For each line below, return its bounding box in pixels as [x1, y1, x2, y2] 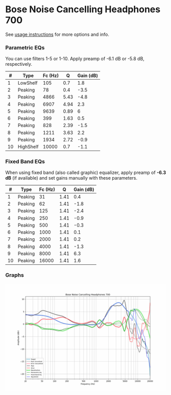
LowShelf [17, 80, 38, 86]
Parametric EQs [5, 44, 45, 51]
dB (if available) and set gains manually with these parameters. [5, 175, 138, 181]
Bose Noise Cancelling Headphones [5, 4, 161, 15]
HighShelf [17, 144, 39, 150]
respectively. [5, 61, 32, 67]
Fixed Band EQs [5, 158, 45, 165]
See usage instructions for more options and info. [5, 31, 110, 37]
